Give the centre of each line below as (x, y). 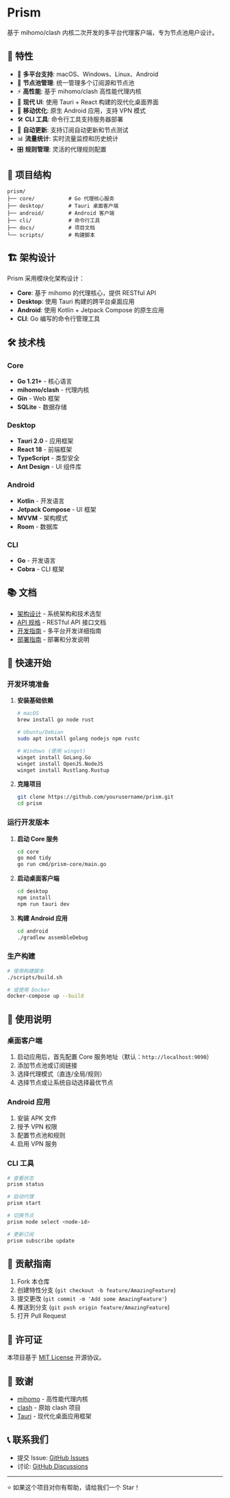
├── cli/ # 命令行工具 (54, 220)
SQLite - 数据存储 (42, 407)
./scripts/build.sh (35, 977)
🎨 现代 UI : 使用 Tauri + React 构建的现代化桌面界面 (88, 102)
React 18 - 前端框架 (44, 449)
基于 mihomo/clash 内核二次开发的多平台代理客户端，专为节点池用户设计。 (113, 32)
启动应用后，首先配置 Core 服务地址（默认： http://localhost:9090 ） (115, 1056)
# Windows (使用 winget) (51, 751)
